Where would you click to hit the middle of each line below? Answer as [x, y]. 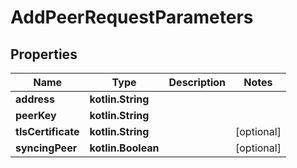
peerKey [36, 115]
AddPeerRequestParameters [132, 17]
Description [197, 82]
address [35, 99]
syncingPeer [46, 148]
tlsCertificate [47, 131]
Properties [44, 54]
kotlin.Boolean [124, 148]
